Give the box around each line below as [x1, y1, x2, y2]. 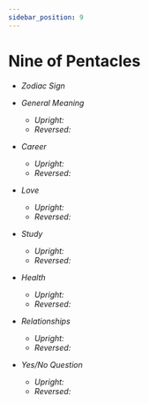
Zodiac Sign [20, 80, 65, 91]
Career [20, 141, 48, 151]
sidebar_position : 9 [8, 12, 85, 22]
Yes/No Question [20, 359, 83, 370]
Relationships [20, 316, 71, 326]
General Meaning [20, 97, 85, 108]
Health [20, 271, 46, 283]
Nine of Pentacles [8, 50, 141, 71]
